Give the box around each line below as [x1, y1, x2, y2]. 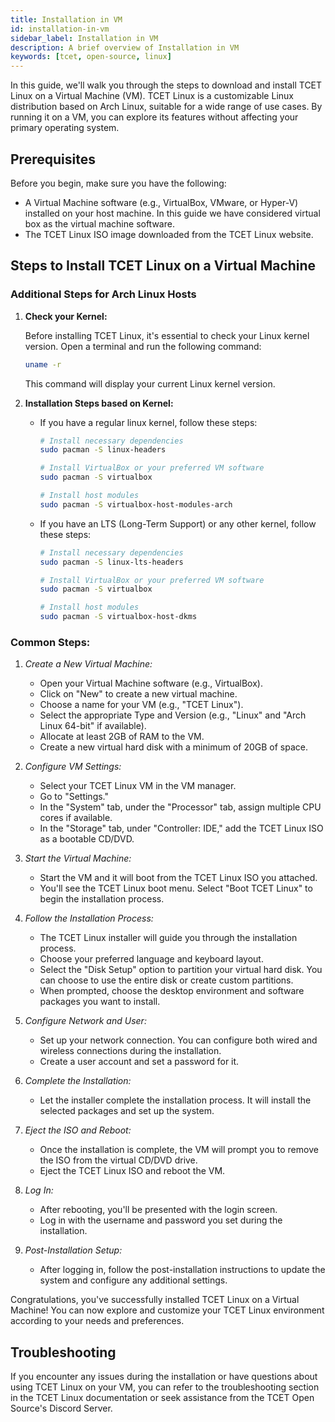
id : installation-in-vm [10, 24, 110, 34]
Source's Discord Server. [10, 1402, 113, 1415]
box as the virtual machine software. [24, 217, 175, 230]
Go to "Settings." [39, 791, 110, 803]
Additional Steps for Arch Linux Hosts [10, 287, 197, 301]
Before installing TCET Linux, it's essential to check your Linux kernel [24, 329, 310, 341]
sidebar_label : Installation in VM [10, 33, 159, 43]
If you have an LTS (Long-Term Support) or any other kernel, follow [39, 517, 317, 530]
